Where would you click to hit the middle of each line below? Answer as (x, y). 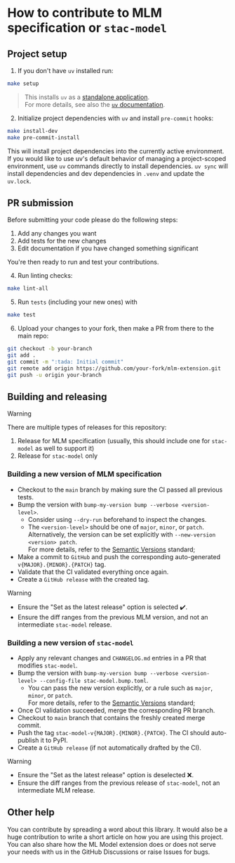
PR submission (40, 203)
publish (28, 740)
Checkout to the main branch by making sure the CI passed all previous (120, 490)
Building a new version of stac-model (70, 643)
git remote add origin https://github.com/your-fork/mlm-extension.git (114, 368)
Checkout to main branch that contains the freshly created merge (111, 717)
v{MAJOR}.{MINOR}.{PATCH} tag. (62, 564)
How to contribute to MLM (85, 13)
